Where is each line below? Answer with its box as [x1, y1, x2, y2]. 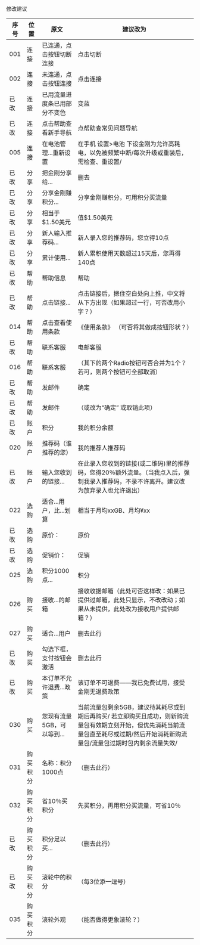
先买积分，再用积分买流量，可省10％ [77, 801, 181, 810]
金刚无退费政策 [77, 687, 120, 696]
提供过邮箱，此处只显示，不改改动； [77, 596, 180, 604]
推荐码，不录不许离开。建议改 [101, 478, 186, 485]
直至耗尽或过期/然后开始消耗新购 [89, 730, 182, 738]
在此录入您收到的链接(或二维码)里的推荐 [77, 460, 190, 467]
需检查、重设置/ [77, 157, 122, 166]
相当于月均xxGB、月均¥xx [77, 506, 151, 515]
